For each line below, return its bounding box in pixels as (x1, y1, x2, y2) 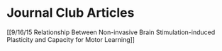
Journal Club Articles (6, 5, 135, 21)
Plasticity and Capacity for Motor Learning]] (6, 35, 135, 43)
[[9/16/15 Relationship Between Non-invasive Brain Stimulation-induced (6, 28, 216, 36)
